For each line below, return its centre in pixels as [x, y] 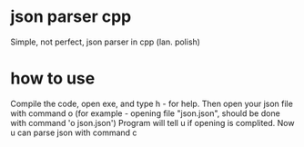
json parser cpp [71, 17]
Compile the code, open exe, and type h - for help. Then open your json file [152, 103]
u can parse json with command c [74, 132]
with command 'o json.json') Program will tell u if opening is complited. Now [152, 122]
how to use [53, 78]
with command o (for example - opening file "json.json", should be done [145, 113]
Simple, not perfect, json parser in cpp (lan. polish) [106, 42]
